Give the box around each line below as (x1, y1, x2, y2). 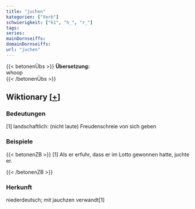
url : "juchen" (6, 47, 41, 53)
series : (6, 30, 25, 36)
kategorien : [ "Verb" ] (6, 14, 59, 20)
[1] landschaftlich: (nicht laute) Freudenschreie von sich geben (6, 123, 157, 130)
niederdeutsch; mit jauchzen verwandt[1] (6, 197, 105, 204)
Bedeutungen (6, 109, 46, 118)
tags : (6, 25, 19, 31)
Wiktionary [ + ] (6, 92, 60, 102)
